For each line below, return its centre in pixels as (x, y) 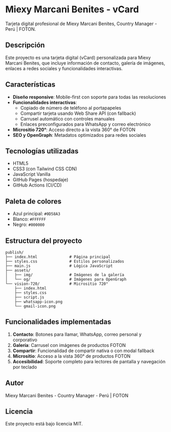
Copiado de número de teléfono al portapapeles (71, 108)
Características (30, 85)
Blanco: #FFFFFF (29, 219)
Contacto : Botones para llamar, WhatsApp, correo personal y (77, 334)
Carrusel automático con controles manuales (67, 118)
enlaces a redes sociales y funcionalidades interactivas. (64, 68)
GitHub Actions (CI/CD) (37, 185)
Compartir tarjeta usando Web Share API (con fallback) (78, 113)
